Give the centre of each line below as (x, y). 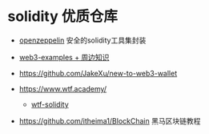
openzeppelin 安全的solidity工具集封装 (82, 40)
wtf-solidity (50, 104)
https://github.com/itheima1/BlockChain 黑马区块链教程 (110, 120)
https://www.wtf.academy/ (63, 88)
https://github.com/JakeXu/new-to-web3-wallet (98, 73)
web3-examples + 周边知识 (64, 57)
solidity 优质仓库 (62, 16)
